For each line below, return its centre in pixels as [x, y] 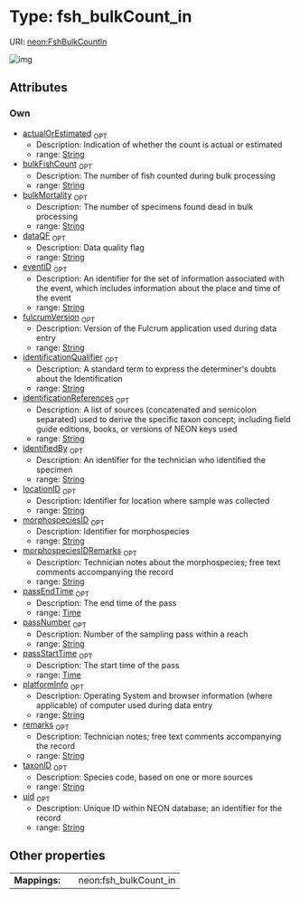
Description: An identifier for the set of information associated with [160, 279]
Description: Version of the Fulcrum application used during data [156, 328]
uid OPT [36, 797]
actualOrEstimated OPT [65, 134]
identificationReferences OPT [76, 399]
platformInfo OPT [53, 685]
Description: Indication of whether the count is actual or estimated [159, 145]
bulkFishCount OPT [57, 165]
